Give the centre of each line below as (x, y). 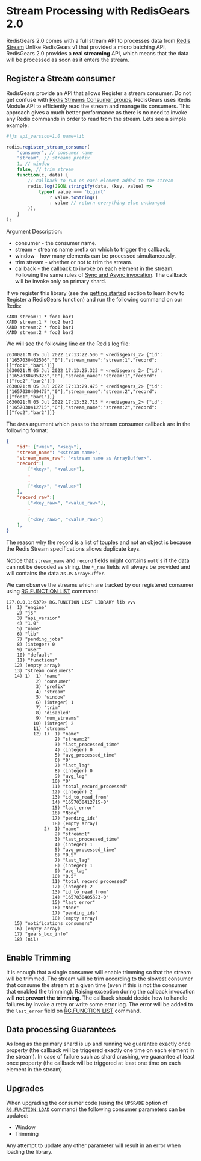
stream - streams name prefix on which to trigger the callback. (92, 249)
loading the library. (29, 1152)
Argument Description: (34, 231)
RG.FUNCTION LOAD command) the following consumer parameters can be (96, 1109)
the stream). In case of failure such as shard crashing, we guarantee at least (100, 1057)
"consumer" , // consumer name (55, 153)
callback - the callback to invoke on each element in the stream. (94, 268)
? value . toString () (73, 197)
